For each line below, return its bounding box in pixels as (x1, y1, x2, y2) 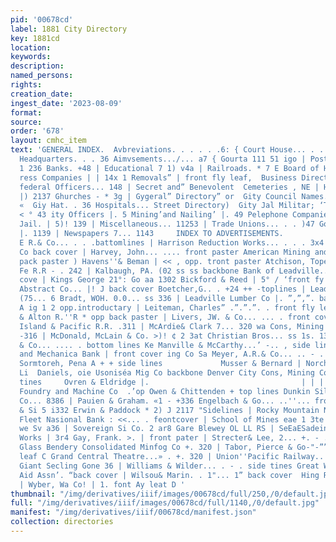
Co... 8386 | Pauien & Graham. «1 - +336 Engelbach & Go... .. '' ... (19, 396, 311, 406)
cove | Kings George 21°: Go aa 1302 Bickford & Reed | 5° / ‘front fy (19, 275, 325, 285)
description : (10, 61, 65, 71)
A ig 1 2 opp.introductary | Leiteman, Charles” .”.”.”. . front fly (19, 303, 315, 313)
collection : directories (10, 517, 114, 527)
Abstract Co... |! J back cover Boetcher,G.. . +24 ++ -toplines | (19, 284, 307, 295)
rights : (10, 80, 43, 90)
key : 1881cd (10, 33, 60, 43)
